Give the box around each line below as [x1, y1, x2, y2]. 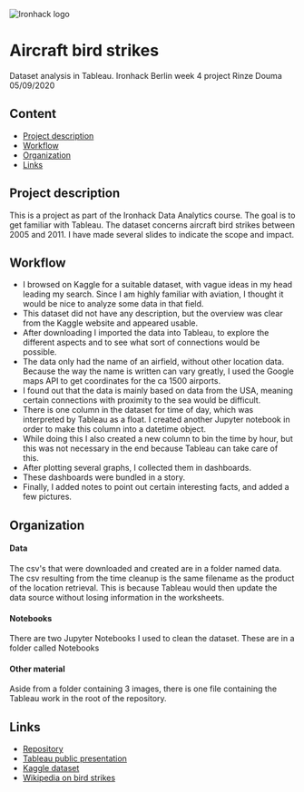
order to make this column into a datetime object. [22, 424, 207, 435]
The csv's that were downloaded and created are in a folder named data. [9, 562, 282, 573]
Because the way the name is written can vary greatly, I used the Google [22, 366, 295, 376]
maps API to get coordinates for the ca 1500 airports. [22, 376, 221, 386]
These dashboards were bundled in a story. [22, 472, 186, 483]
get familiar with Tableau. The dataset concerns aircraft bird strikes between [9, 219, 295, 230]
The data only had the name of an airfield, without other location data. [22, 357, 284, 367]
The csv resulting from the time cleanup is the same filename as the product [9, 572, 295, 583]
